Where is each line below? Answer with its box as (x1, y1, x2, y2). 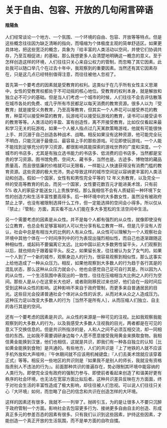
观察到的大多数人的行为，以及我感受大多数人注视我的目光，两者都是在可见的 (5, 320, 162, 326)
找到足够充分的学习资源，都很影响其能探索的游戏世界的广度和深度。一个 (13, 144, 162, 150)
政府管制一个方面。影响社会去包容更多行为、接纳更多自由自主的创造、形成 (9, 405, 162, 411)
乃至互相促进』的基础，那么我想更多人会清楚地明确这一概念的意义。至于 (13, 53, 162, 59)
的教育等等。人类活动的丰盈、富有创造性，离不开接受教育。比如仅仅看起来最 (5, 119, 162, 125)
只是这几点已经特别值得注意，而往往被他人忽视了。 (13, 71, 118, 77)
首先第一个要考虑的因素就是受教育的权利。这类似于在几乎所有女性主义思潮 (5, 82, 158, 88)
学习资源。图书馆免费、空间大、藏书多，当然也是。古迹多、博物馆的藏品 (13, 156, 162, 162)
